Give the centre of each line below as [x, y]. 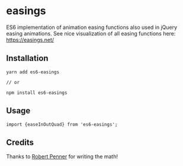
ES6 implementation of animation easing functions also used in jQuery [92, 27]
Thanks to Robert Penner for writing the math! [62, 157]
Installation [27, 58]
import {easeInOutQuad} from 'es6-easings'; [62, 124]
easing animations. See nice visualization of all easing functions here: [91, 33]
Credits [20, 142]
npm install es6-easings [37, 93]
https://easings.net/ [30, 40]
